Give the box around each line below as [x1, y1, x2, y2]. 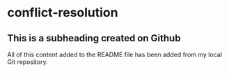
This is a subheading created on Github [7, 32, 181, 44]
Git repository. [7, 58, 48, 66]
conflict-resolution [7, 5, 118, 21]
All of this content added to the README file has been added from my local [7, 50, 223, 59]
